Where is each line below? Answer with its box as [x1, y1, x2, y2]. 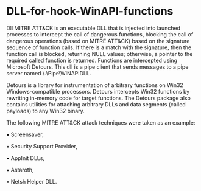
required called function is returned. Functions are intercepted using [6, 57, 178, 64]
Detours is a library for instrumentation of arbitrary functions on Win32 [6, 81, 184, 89]
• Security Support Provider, [6, 142, 78, 150]
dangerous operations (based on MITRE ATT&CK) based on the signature [6, 37, 190, 44]
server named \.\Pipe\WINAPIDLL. [6, 69, 91, 77]
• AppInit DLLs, [6, 154, 44, 162]
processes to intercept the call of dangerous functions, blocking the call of [6, 30, 194, 38]
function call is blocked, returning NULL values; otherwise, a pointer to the [6, 50, 193, 57]
